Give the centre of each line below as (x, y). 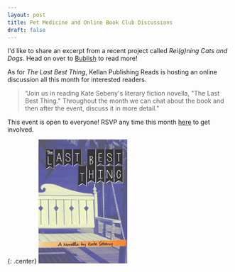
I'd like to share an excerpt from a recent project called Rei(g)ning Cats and (117, 51)
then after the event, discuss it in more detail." (92, 108)
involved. (21, 130)
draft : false (27, 30)
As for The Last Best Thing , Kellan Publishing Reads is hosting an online (113, 72)
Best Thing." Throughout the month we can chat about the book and (125, 101)
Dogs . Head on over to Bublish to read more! (72, 58)
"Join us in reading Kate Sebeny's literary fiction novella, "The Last (122, 93)
